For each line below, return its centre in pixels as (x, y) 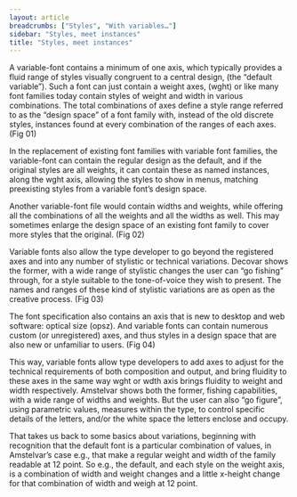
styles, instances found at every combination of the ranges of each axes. (143, 125)
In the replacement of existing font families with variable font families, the (144, 151)
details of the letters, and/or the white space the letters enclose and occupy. (149, 419)
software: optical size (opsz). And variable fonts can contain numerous (139, 326)
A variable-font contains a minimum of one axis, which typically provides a (146, 68)
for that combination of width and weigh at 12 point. (104, 484)
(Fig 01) (23, 134)
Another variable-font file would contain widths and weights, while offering (146, 207)
